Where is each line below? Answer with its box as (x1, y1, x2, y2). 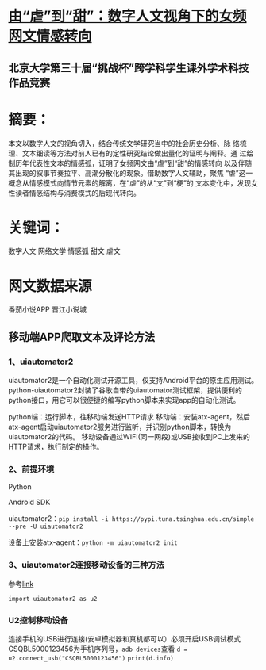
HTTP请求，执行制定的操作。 (8, 442, 104, 452)
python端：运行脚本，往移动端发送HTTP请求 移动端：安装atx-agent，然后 (8, 412, 250, 422)
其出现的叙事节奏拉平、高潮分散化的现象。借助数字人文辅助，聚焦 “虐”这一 (8, 168, 253, 178)
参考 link (8, 579, 34, 588)
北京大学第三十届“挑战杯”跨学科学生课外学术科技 (8, 61, 249, 75)
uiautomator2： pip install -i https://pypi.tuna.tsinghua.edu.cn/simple (8, 514, 255, 523)
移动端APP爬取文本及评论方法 (8, 330, 155, 343)
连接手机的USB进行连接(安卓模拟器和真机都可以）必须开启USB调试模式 (8, 634, 241, 643)
